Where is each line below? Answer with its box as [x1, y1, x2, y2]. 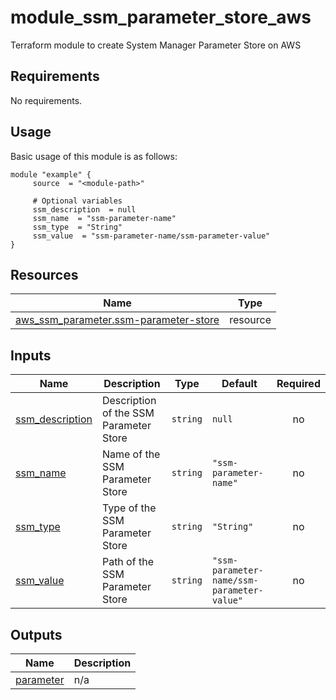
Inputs [10, 347, 52, 364]
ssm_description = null [32, 204, 137, 215]
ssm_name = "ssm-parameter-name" [32, 213, 177, 223]
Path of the [101, 555, 154, 569]
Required [276, 377, 321, 391]
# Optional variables [32, 196, 123, 206]
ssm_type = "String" [32, 222, 123, 232]
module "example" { [10, 169, 92, 180]
